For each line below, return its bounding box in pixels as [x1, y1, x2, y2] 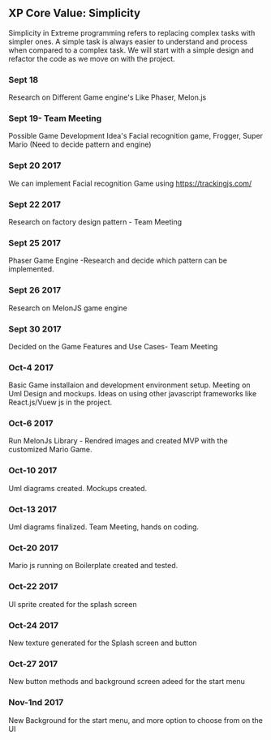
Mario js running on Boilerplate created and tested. [8, 561, 179, 571]
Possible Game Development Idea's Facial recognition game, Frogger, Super [8, 131, 264, 141]
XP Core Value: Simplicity [8, 6, 140, 20]
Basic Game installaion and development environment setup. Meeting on [8, 380, 251, 390]
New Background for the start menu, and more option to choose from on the [8, 715, 264, 725]
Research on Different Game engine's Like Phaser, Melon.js [8, 92, 207, 102]
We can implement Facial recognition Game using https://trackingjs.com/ [8, 178, 252, 188]
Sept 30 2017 [8, 323, 62, 335]
